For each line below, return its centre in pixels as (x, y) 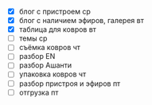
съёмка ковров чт (50, 48)
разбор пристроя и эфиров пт (70, 84)
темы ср (33, 38)
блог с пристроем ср (55, 12)
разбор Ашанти (45, 65)
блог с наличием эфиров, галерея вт (81, 21)
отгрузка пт (39, 92)
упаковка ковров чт (53, 74)
